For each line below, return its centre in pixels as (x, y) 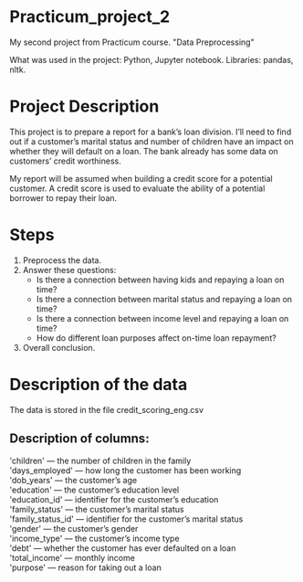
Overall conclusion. (59, 347)
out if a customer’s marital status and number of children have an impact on (151, 141)
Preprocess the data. (62, 260)
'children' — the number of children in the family (100, 460)
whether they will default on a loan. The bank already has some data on (144, 151)
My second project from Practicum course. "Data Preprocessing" (132, 42)
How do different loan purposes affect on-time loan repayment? (156, 338)
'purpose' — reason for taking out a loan (85, 567)
